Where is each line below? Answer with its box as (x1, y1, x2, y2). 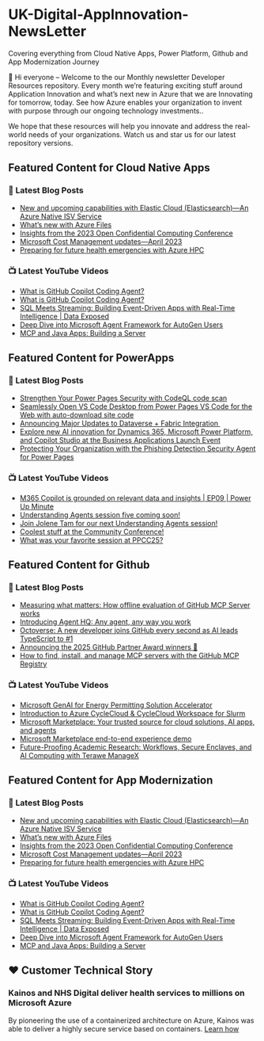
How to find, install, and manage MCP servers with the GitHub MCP (19, 650, 239, 660)
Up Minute (19, 501, 54, 511)
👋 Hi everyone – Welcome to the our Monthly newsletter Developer (8, 72, 225, 82)
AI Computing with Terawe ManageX (19, 750, 140, 760)
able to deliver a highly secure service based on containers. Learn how (8, 1024, 239, 1033)
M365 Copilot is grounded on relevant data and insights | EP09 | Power (19, 493, 251, 502)
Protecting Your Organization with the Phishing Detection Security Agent (19, 444, 256, 453)
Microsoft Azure (8, 997, 73, 1009)
